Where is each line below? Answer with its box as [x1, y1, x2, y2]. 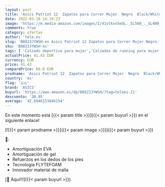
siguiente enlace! [5, 118, 40, 124]
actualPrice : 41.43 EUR [5, 53, 54, 58]
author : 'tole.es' [5, 35, 43, 40]
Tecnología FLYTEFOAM [12, 162, 62, 168]
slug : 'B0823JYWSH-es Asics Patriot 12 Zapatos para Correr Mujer [5, 39, 144, 44]
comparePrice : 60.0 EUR [5, 67, 54, 72]
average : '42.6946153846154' [5, 99, 65, 104]
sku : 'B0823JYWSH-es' [5, 44, 50, 49]
